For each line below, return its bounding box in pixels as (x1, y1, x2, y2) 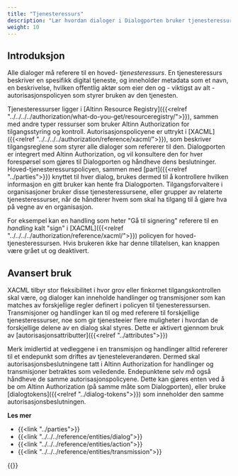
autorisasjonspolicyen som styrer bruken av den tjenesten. (7, 91, 178, 100)
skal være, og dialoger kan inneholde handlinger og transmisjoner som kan (7, 293, 225, 302)
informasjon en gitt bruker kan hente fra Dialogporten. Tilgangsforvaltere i (7, 180, 223, 188)
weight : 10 (7, 23, 40, 30)
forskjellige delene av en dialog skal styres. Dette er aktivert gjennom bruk (7, 324, 225, 331)
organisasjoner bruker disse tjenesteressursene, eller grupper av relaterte (7, 188, 223, 196)
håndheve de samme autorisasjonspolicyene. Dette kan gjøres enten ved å (7, 375, 225, 383)
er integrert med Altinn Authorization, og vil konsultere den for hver (7, 150, 203, 159)
